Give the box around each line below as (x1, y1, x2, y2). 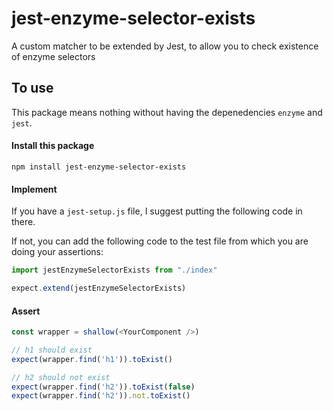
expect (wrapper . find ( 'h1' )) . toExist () (11, 354, 173, 364)
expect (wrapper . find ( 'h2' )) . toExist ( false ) (11, 382, 196, 392)
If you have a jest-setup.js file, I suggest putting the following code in (11, 205, 303, 217)
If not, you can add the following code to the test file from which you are (11, 235, 309, 247)
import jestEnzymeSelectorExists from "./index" (11, 265, 218, 276)
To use (11, 80, 54, 97)
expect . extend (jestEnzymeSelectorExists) (11, 283, 187, 294)
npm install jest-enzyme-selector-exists (11, 162, 187, 172)
